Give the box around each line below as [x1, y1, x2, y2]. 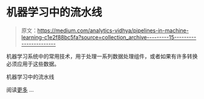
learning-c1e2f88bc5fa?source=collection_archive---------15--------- [21, 33, 197, 41]
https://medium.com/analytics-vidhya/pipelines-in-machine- [37, 27, 189, 34]
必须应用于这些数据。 [6, 60, 59, 67]
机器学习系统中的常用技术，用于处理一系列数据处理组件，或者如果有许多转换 [6, 52, 198, 60]
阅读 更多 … [6, 86, 35, 93]
